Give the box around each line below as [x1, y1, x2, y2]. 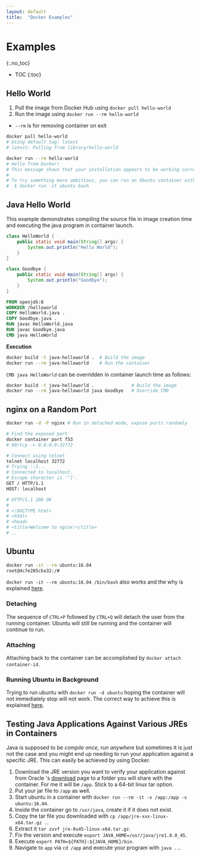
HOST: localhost [6, 486, 46, 492]
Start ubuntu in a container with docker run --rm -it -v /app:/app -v [14, 793, 187, 801]
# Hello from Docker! [6, 161, 60, 167]
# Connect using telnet [6, 453, 65, 459]
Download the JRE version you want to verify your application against [14, 768, 186, 775]
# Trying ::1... [6, 464, 46, 470]
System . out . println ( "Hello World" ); [27, 244, 118, 250]
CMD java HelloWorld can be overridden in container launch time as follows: [6, 370, 192, 378]
